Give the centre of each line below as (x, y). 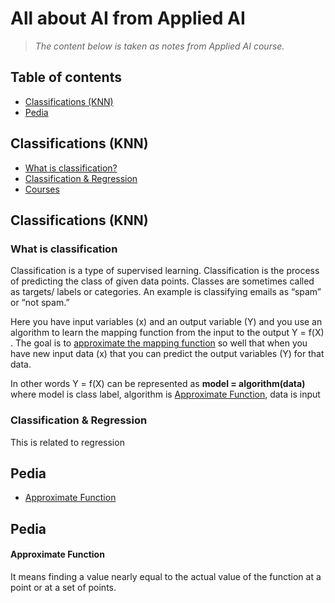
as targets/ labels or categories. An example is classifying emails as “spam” (166, 292)
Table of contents (66, 77)
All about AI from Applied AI (128, 18)
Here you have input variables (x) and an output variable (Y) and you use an (166, 322)
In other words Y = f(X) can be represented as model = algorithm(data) (158, 384)
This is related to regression (67, 442)
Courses (42, 189)
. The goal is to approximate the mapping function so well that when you (159, 343)
